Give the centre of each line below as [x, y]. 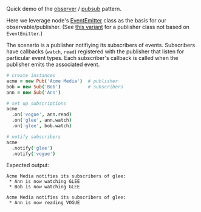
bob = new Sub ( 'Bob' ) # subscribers [65, 87]
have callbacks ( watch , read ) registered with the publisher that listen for [95, 51]
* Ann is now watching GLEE [44, 182]
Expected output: [28, 165]
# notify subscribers [34, 137]
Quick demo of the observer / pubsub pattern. [64, 9]
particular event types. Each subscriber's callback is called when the [92, 58]
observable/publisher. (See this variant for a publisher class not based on [98, 27]
